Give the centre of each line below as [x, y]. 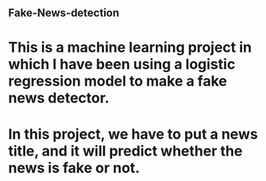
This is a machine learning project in [130, 47]
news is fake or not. [74, 168]
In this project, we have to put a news [133, 134]
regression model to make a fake [118, 81]
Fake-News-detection [64, 13]
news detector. [59, 98]
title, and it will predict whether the [125, 151]
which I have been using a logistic [122, 64]
